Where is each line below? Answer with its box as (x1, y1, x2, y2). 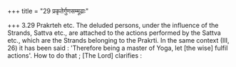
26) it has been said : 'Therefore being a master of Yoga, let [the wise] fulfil (7, 43, 228, 52)
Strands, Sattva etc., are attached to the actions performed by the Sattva (7, 29, 221, 37)
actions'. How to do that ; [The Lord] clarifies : (7, 51, 143, 60)
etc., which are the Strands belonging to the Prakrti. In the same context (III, (7, 36, 230, 44)
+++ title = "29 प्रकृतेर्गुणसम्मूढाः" (7, 7, 89, 15)
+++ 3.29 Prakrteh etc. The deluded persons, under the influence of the (7, 21, 219, 29)
